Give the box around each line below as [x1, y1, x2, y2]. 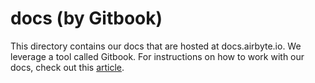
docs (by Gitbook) [10, 7, 163, 30]
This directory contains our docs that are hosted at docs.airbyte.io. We [10, 40, 302, 52]
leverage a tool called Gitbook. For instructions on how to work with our [10, 50, 305, 62]
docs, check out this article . [10, 61, 125, 73]
